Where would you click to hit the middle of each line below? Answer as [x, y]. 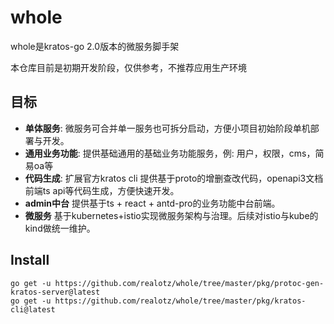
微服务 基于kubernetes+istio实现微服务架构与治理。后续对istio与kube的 [171, 215]
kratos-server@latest [55, 292]
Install [30, 260]
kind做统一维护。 [60, 228]
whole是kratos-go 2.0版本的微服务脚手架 [95, 46]
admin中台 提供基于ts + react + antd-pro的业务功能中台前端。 [152, 203]
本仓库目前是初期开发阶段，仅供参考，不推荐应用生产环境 [128, 67]
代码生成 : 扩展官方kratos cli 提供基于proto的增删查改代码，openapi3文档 [174, 178]
